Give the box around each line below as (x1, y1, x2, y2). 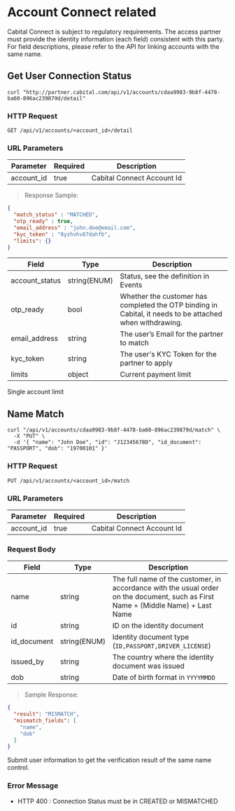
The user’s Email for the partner (120, 329, 224, 339)
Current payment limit (120, 370, 192, 380)
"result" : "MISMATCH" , (13, 711, 80, 718)
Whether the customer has (120, 292, 208, 302)
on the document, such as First (112, 592, 215, 602)
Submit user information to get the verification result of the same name (7, 756, 212, 765)
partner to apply (120, 358, 173, 368)
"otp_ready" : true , (13, 218, 73, 225)
